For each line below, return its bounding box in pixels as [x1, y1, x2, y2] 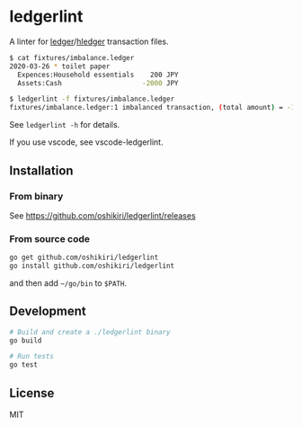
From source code [9, 232, 90, 245]
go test [9, 360, 39, 369]
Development [9, 304, 87, 319]
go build [9, 335, 42, 345]
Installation [9, 163, 74, 178]
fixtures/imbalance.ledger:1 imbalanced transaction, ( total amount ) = [9, 103, 283, 112]
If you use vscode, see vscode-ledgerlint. [9, 137, 164, 147]
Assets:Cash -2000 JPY [17, 78, 179, 87]
